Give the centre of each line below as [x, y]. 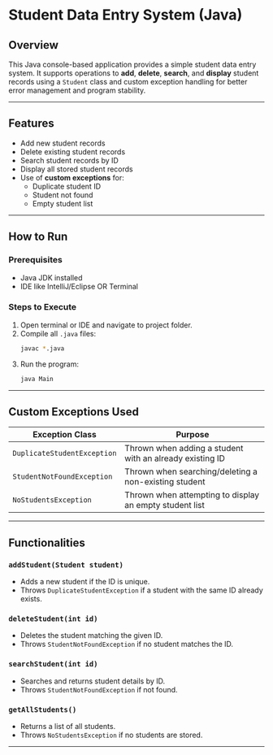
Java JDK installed [51, 277]
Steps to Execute [43, 307]
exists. [31, 599]
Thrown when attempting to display [192, 495]
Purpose [193, 435]
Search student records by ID [69, 160]
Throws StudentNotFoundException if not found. [99, 689]
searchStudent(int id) [53, 664]
